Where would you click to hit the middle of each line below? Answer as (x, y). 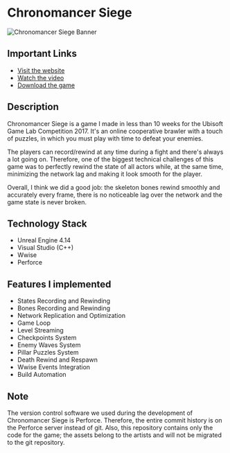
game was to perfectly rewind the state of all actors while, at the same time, (115, 166)
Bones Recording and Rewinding (64, 308)
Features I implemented (59, 284)
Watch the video (41, 78)
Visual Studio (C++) (45, 248)
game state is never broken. (47, 202)
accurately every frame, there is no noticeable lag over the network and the (115, 195)
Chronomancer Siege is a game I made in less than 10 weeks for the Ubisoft (115, 123)
